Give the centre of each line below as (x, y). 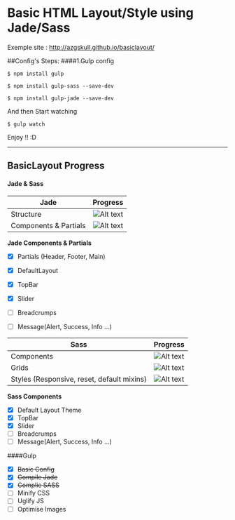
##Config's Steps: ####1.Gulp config (60, 60)
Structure (26, 214)
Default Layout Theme (49, 410)
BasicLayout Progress (56, 166)
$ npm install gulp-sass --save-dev (60, 86)
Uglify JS (30, 501)
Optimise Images (42, 509)
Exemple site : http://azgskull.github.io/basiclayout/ (81, 47)
